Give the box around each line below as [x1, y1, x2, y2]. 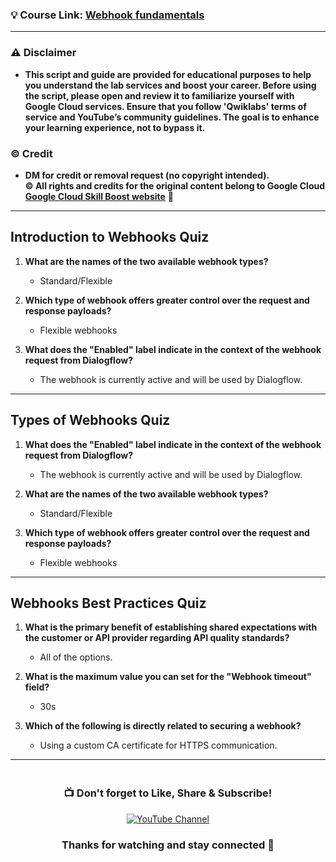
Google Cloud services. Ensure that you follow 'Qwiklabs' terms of [24, 100, 307, 112]
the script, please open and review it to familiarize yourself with [24, 89, 295, 102]
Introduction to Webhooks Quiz [10, 229, 210, 246]
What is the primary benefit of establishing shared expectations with [24, 621, 318, 633]
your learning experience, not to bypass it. [24, 121, 206, 133]
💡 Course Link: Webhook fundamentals [10, 8, 205, 22]
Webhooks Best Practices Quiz [10, 594, 207, 612]
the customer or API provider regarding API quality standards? [24, 632, 290, 644]
